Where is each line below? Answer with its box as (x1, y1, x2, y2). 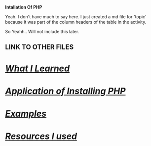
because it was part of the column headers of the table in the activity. (5, 19, 147, 25)
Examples (5, 108, 47, 119)
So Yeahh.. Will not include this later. (5, 29, 79, 34)
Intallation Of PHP (5, 4, 42, 10)
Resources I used (5, 131, 77, 142)
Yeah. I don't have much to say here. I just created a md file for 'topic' (5, 14, 147, 19)
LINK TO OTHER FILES (5, 43, 74, 51)
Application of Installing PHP (5, 85, 126, 97)
